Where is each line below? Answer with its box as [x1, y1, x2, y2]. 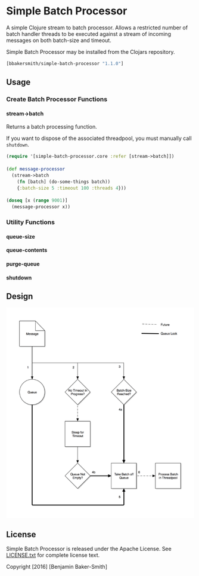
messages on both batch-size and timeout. [6, 36, 111, 44]
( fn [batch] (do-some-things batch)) [17, 178, 111, 185]
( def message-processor [6, 166, 66, 172]
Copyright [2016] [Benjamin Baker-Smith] [6, 563, 107, 571]
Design [6, 291, 33, 301]
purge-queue [6, 260, 40, 267]
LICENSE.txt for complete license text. [6, 551, 100, 559]
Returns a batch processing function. [6, 123, 97, 130]
